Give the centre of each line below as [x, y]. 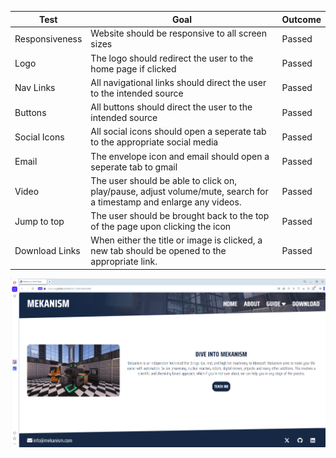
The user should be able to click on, [164, 180]
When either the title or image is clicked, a [176, 240]
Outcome [301, 19]
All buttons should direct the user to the [171, 107]
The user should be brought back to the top [180, 215]
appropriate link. [124, 262]
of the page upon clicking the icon [161, 226]
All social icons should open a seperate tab [178, 132]
